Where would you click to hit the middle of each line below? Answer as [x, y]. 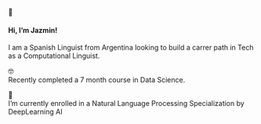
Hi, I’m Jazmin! [33, 30]
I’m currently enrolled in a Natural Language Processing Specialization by [126, 104]
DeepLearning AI [35, 112]
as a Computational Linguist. [54, 56]
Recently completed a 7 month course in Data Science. [97, 80]
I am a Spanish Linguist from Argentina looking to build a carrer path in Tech [131, 48]
